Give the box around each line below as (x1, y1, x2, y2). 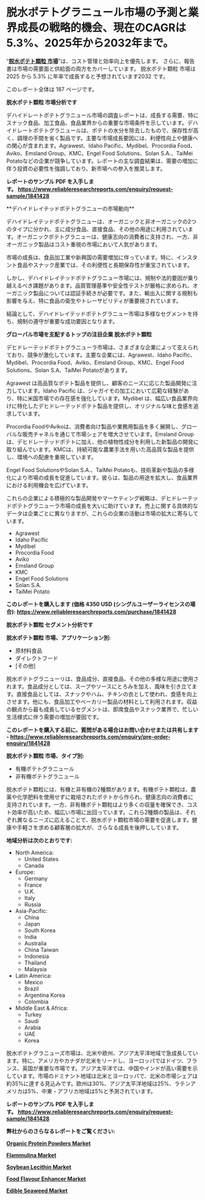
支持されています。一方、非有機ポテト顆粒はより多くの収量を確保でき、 (6, 801, 187, 808)
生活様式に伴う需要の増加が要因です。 (6, 713, 103, 720)
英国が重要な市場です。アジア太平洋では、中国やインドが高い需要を (22, 1065, 193, 1072)
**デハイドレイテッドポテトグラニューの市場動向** (6, 205, 135, 212)
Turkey (24, 1010, 42, 1018)
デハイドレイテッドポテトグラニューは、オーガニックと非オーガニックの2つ (6, 218, 196, 225)
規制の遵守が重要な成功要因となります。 (16, 318, 118, 325)
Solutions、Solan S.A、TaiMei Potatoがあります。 (6, 366, 131, 374)
